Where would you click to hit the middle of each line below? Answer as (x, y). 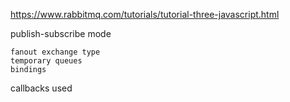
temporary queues (46, 61)
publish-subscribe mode (61, 33)
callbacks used (41, 88)
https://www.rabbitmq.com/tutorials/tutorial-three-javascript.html (145, 14)
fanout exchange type (55, 52)
